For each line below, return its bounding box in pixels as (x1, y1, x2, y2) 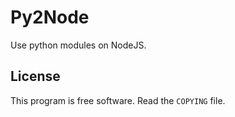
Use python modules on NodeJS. (10, 39, 147, 51)
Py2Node (10, 6, 90, 29)
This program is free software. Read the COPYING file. (10, 94, 226, 106)
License (10, 68, 61, 85)
